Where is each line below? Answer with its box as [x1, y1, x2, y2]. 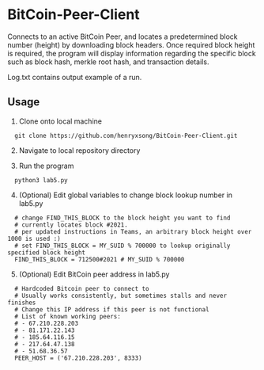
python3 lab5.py [14, 176, 68, 184]
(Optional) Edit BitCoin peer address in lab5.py [18, 269, 170, 279]
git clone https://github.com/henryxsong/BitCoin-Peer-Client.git [14, 132, 238, 139]
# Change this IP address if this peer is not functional [14, 305, 210, 314]
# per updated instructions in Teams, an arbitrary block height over [14, 227, 252, 235]
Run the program [18, 161, 74, 170]
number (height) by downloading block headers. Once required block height [7, 40, 255, 49]
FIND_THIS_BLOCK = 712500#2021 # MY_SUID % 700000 [14, 255, 185, 263]
